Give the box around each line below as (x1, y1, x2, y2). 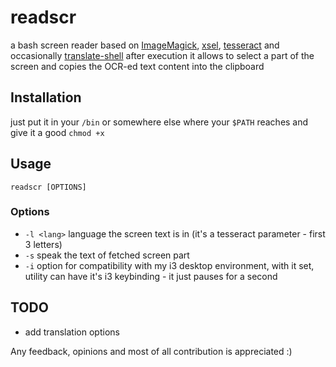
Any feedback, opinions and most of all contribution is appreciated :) (10, 345, 293, 357)
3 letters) (24, 238, 63, 250)
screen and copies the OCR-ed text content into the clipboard (10, 60, 265, 72)
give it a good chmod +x (10, 126, 105, 138)
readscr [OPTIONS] (10, 182, 87, 192)
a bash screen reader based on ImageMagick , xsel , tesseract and (10, 39, 280, 51)
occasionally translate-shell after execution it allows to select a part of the (10, 49, 315, 61)
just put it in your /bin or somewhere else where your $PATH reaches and (10, 116, 309, 128)
